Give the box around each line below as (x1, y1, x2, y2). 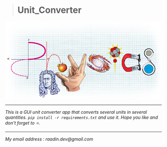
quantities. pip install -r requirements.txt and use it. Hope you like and (5, 114, 158, 120)
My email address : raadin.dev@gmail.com (5, 136, 93, 142)
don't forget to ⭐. (5, 120, 41, 126)
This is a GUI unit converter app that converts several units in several (5, 109, 147, 115)
